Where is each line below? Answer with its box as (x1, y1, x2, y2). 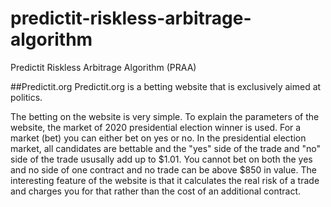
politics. (10, 91, 43, 103)
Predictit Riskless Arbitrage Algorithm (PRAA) (10, 61, 197, 73)
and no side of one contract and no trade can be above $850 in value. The (10, 163, 317, 176)
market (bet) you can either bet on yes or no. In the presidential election (10, 132, 307, 144)
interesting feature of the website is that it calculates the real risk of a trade (10, 174, 320, 186)
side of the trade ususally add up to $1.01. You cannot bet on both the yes (10, 153, 313, 165)
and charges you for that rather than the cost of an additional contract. (10, 185, 302, 197)
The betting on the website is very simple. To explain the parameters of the (10, 110, 320, 122)
